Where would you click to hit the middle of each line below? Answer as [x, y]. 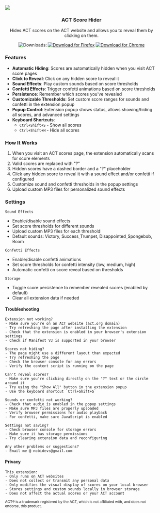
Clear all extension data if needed [46, 298]
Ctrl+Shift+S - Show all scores [50, 125]
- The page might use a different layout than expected [63, 353]
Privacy [13, 462]
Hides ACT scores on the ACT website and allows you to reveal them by [81, 31]
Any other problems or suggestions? [42, 447]
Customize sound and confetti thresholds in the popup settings [75, 184]
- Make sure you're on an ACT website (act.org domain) [63, 324]
